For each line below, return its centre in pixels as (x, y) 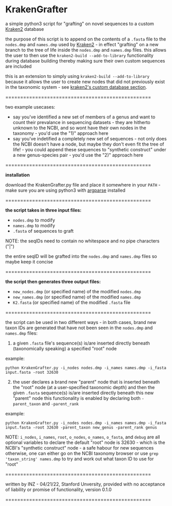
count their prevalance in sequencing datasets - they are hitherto (81, 122)
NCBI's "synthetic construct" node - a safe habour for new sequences (80, 448)
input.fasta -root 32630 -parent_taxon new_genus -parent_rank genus (81, 427)
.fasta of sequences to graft (43, 231)
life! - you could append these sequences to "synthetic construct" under (89, 149)
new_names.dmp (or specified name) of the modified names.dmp (77, 297)
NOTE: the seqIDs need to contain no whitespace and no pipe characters (82, 241)
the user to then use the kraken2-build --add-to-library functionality (80, 55)
